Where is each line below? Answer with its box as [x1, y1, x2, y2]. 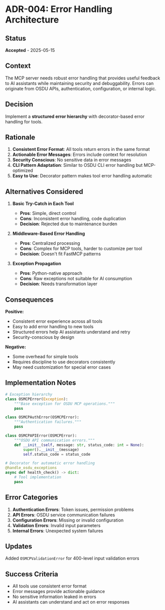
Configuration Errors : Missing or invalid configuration [12, 517, 124, 523]
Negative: [5, 344, 26, 350]
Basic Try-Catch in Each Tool [12, 201, 74, 207]
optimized [12, 167, 33, 173]
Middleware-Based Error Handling [12, 231, 85, 237]
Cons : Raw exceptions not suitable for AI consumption [19, 276, 132, 282]
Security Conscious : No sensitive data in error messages [12, 157, 131, 163]
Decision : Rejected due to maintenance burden [19, 221, 117, 227]
